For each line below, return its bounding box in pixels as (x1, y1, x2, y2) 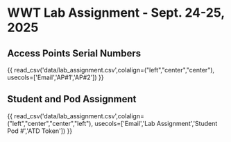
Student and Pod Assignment (7, 93, 137, 105)
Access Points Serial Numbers (7, 47, 142, 59)
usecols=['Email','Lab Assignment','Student (94, 119, 218, 127)
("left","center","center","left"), (7, 119, 94, 127)
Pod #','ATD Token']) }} (7, 127, 73, 135)
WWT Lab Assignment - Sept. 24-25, (7, 5, 225, 21)
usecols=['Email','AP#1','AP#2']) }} (7, 73, 104, 81)
